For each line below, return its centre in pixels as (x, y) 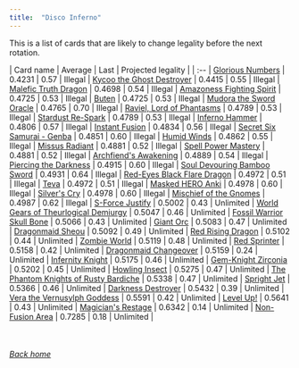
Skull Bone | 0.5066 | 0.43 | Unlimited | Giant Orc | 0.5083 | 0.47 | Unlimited (148, 222)
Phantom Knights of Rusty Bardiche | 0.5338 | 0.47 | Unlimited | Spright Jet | (149, 279)
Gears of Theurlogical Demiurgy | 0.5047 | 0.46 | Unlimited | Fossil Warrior (146, 212)
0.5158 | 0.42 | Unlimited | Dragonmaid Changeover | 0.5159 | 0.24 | (134, 250)
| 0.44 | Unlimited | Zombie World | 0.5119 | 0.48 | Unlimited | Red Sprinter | (147, 240)
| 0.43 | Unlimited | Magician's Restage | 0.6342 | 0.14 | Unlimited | (131, 307)
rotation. (25, 52)
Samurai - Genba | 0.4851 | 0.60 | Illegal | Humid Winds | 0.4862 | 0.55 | (141, 136)
